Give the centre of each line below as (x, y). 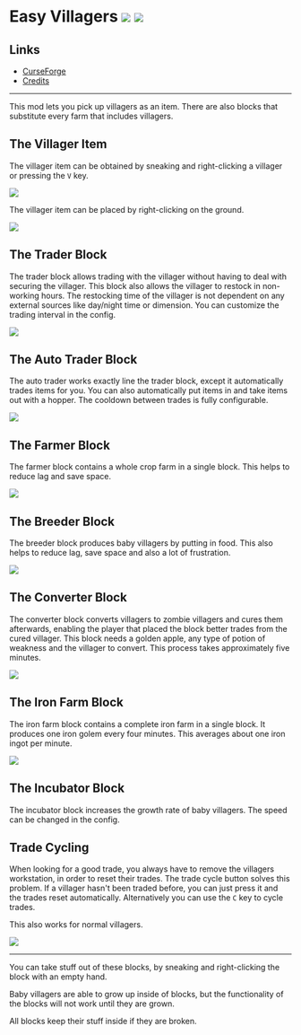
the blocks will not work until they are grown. (92, 1004)
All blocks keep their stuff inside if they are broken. (103, 1022)
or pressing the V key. (49, 175)
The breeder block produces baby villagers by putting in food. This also (141, 543)
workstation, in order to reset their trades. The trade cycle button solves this (150, 879)
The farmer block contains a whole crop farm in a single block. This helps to (150, 467)
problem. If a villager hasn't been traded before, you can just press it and (144, 888)
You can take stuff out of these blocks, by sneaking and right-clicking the (145, 968)
